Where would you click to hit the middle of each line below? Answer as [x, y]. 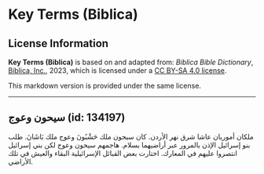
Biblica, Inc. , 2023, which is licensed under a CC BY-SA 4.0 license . [117, 71]
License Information [58, 43]
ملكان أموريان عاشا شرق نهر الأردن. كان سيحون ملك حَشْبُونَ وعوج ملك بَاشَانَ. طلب [131, 136]
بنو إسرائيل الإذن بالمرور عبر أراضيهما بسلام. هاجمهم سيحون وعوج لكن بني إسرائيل [129, 145]
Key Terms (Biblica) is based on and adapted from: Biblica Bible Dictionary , [131, 62]
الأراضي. [21, 161]
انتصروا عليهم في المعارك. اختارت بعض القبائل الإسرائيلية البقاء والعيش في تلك [123, 153]
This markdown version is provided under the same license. [105, 85]
